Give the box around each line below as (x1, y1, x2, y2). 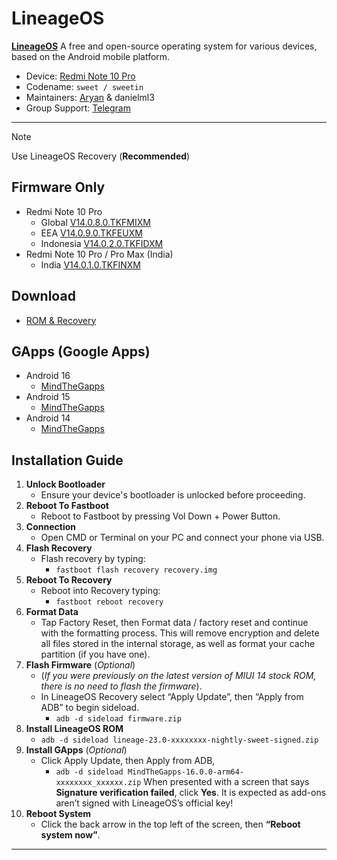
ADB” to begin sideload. (40, 702, 140, 714)
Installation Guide (11, 452, 124, 469)
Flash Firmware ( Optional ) (25, 659, 136, 671)
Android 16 (25, 370, 71, 382)
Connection (25, 521, 76, 533)
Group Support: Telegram (25, 102, 131, 114)
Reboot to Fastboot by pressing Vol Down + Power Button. (40, 510, 281, 522)
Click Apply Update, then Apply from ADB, (40, 755, 216, 767)
